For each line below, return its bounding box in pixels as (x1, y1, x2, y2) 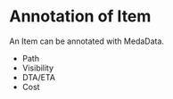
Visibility (21, 62, 54, 73)
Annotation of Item (9, 6, 152, 27)
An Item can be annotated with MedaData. (9, 36, 165, 46)
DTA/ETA (21, 71, 56, 82)
